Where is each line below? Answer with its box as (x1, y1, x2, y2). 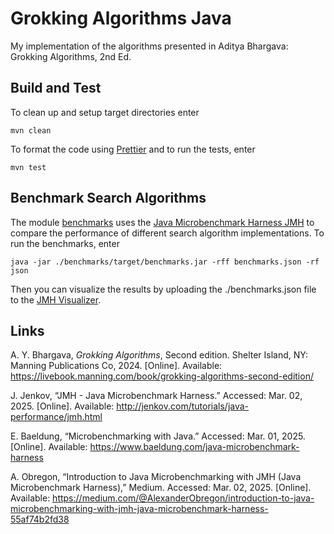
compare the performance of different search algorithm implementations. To (10, 227, 325, 239)
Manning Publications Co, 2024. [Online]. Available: (10, 360, 223, 372)
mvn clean (10, 125, 52, 136)
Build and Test (10, 80, 102, 97)
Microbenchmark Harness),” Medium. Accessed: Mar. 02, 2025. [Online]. (10, 482, 312, 494)
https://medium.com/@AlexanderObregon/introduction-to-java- (52, 492, 315, 504)
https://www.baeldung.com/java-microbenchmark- (89, 441, 300, 453)
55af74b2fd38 (10, 513, 70, 526)
